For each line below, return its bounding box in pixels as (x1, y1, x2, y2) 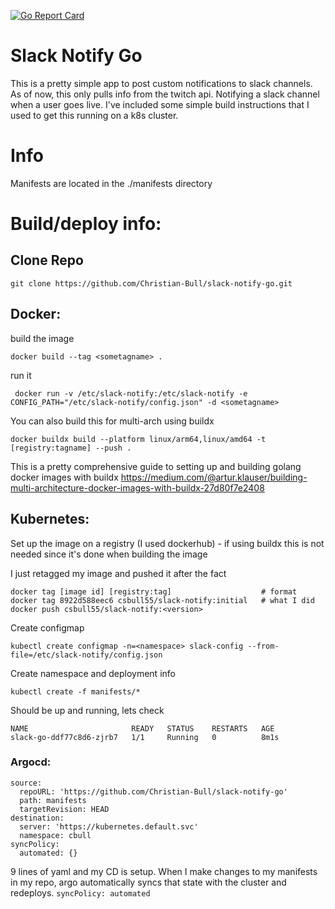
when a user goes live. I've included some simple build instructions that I (10, 98, 310, 110)
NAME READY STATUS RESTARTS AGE (10, 723, 275, 734)
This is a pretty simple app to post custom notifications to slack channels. (10, 77, 313, 89)
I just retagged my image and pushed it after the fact (10, 567, 227, 579)
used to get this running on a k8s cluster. (10, 109, 179, 121)
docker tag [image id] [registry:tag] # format (10, 586, 298, 597)
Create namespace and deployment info (10, 667, 176, 679)
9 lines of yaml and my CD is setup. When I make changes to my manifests (10, 865, 318, 877)
